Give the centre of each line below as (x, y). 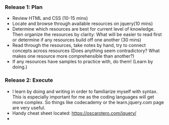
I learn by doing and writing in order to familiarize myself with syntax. (85, 91)
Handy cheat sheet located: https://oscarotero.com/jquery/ (74, 113)
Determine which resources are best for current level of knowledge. (83, 29)
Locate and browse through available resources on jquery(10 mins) (82, 23)
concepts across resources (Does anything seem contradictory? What (86, 51)
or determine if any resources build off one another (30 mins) (77, 40)
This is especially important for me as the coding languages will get (83, 97)
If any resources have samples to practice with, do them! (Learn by (83, 62)
